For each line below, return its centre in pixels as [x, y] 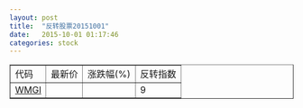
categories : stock [44, 43]
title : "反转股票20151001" [60, 26]
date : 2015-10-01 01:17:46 [64, 34]
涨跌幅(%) [109, 75]
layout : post [34, 18]
